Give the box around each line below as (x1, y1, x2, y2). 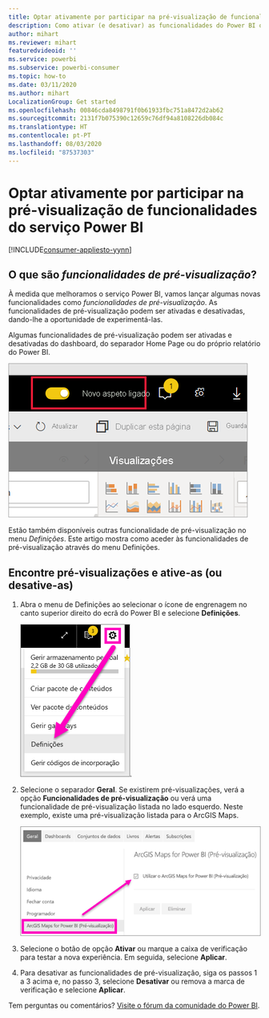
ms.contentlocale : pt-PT (8, 132, 91, 140)
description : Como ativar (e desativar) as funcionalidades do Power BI (8, 21, 256, 30)
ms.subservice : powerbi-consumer (8, 64, 120, 72)
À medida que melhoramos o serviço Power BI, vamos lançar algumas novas (8, 289, 261, 299)
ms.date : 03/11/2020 (8, 80, 78, 88)
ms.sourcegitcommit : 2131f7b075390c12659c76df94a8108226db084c (8, 115, 224, 123)
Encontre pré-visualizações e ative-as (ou (8, 566, 223, 580)
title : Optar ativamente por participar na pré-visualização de (8, 13, 227, 21)
